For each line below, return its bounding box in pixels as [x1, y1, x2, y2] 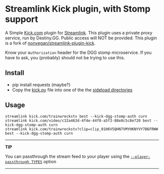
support [5, 14, 38, 25]
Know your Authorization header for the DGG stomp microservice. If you [5, 50, 152, 55]
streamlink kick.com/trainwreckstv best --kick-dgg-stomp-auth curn [5, 114, 147, 119]
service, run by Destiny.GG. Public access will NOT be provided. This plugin [5, 35, 157, 41]
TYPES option [31, 158, 57, 164]
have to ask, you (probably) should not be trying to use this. [5, 54, 125, 60]
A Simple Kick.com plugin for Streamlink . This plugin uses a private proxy [5, 30, 153, 35]
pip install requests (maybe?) [12, 82, 71, 87]
